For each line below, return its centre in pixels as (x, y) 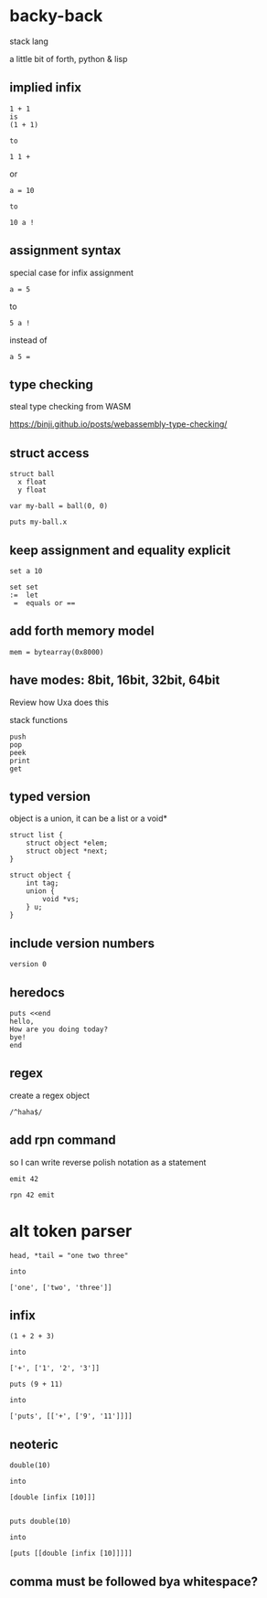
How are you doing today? (59, 1029)
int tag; (43, 883)
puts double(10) (40, 1522)
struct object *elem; (67, 843)
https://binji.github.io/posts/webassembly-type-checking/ (118, 424)
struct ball (32, 474)
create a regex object (49, 1095)
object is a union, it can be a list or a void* (88, 818)
